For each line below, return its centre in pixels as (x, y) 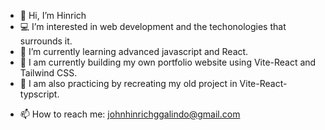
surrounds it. (46, 41)
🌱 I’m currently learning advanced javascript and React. (134, 51)
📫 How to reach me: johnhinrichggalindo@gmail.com (130, 114)
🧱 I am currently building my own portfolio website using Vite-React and (168, 62)
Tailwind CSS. (48, 73)
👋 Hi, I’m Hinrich (53, 15)
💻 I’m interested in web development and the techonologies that (153, 26)
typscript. (39, 94)
